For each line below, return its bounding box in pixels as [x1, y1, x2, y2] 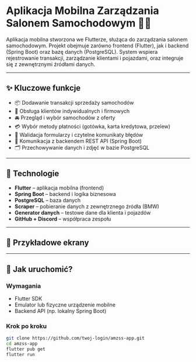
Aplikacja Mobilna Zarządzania [6, 4, 159, 18]
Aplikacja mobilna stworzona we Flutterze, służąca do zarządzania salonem [6, 36, 188, 43]
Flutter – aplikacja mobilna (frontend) [14, 184, 104, 191]
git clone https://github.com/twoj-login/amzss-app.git [6, 335, 145, 342]
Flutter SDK [14, 295, 43, 302]
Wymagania [6, 282, 41, 290]
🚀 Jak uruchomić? [6, 264, 73, 274]
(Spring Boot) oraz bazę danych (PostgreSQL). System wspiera [6, 48, 158, 55]
